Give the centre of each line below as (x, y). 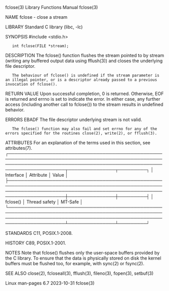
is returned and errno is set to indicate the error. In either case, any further (83, 99)
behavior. (15, 110)
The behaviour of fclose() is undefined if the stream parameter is (86, 75)
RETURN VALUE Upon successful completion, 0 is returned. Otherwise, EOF (85, 94)
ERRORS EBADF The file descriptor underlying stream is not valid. (74, 119)
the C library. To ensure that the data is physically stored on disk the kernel (83, 258)
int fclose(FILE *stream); (40, 46)
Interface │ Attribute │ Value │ (37, 175)
